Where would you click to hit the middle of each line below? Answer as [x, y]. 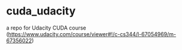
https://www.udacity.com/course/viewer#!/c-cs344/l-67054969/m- [92, 34]
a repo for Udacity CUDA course [46, 28]
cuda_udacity [41, 11]
